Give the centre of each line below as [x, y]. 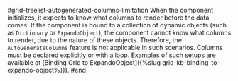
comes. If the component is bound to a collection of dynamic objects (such [117, 25]
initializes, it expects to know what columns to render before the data [108, 18]
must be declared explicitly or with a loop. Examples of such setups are [112, 55]
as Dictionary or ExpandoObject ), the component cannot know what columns [119, 32]
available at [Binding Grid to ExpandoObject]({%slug [84, 62]
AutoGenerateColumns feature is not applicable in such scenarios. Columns [115, 48]
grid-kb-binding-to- [191, 62]
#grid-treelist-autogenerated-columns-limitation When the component [110, 10]
